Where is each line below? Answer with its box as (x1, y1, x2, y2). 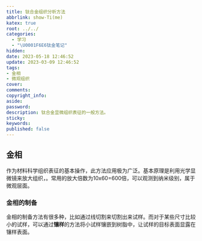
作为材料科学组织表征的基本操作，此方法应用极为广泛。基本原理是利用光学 (6, 166, 191, 174)
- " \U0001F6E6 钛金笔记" (11, 43, 68, 49)
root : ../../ (6, 25, 39, 32)
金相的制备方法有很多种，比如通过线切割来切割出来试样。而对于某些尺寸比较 (6, 213, 196, 221)
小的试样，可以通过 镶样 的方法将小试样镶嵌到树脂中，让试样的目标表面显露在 (6, 221, 196, 228)
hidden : (6, 48, 26, 54)
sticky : (6, 115, 26, 121)
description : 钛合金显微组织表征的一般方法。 (6, 109, 109, 115)
